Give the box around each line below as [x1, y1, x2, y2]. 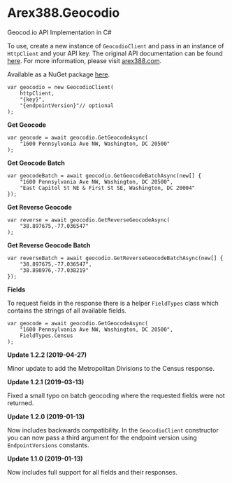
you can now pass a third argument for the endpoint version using [7, 433, 197, 442]
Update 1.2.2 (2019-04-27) [7, 351, 87, 359]
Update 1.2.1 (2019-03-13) [7, 377, 85, 386]
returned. [7, 398, 34, 407]
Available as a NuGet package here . [7, 70, 110, 79]
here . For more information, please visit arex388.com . [7, 56, 162, 64]
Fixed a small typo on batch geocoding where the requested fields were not [7, 391, 225, 400]
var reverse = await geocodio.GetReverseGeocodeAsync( [7, 216, 171, 224]
